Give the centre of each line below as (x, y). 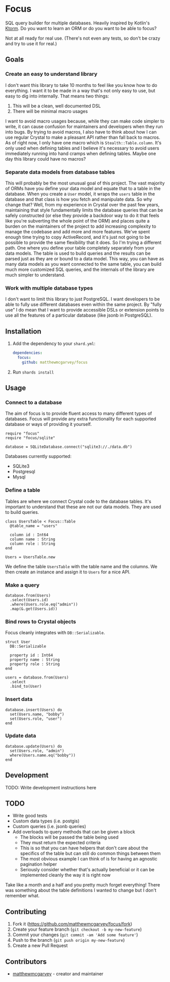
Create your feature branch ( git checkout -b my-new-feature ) (77, 929)
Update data (21, 736)
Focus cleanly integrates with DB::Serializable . (55, 633)
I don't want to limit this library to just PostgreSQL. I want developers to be (83, 299)
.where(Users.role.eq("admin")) (44, 604)
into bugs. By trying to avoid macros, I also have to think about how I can (81, 132)
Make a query (22, 585)
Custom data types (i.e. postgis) (46, 821)
